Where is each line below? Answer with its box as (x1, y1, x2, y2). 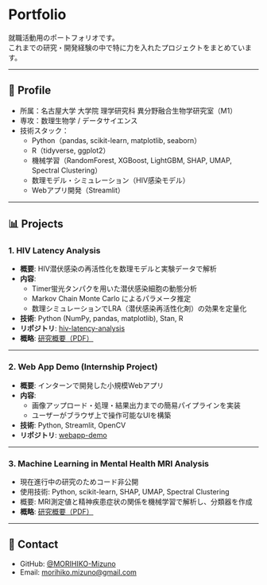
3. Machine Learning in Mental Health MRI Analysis (8, 458, 209, 469)
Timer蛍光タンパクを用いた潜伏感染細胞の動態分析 (31, 284, 197, 293)
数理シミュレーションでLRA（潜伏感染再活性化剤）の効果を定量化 (31, 304, 247, 313)
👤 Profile (8, 83, 52, 97)
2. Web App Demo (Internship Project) (8, 362, 158, 373)
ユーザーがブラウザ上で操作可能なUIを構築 (31, 410, 172, 420)
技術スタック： (19, 126, 69, 135)
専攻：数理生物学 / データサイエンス (19, 115, 138, 125)
